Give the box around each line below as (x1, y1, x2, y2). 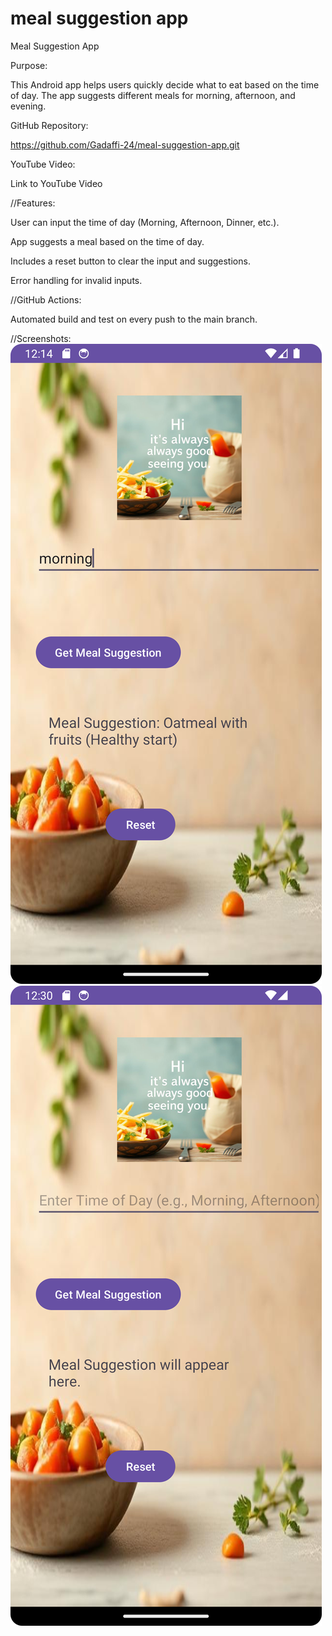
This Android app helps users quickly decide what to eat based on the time (10, 78, 320, 91)
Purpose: (10, 59, 48, 71)
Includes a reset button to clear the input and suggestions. (10, 255, 251, 267)
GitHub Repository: (10, 119, 89, 131)
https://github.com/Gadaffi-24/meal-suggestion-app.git (10, 138, 240, 151)
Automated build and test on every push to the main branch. (10, 313, 258, 325)
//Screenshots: (10, 332, 72, 344)
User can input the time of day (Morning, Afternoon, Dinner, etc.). (10, 216, 280, 228)
